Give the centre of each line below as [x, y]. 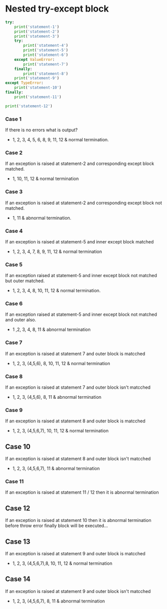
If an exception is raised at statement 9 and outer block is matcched [75, 554]
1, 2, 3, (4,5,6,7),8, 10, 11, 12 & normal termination [62, 563]
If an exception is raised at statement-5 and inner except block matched [79, 241]
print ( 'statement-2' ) [37, 31]
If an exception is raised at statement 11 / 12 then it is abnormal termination [82, 492]
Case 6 [14, 304]
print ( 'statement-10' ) [38, 88]
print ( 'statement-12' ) [29, 106]
